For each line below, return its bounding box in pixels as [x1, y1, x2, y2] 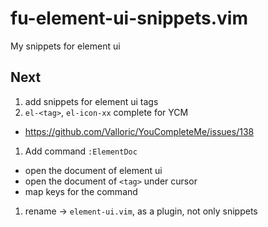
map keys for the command [24, 185, 138, 197]
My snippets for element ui [10, 40, 121, 52]
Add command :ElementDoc [24, 145, 138, 157]
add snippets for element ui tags [24, 95, 159, 107]
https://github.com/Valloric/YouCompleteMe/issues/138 [24, 125, 255, 137]
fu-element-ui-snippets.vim [10, 7, 248, 30]
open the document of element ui [24, 164, 163, 176]
